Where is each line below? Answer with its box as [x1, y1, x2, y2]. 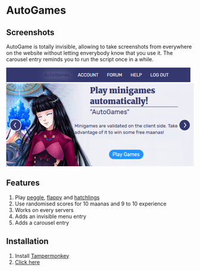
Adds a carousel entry [14, 219, 70, 226]
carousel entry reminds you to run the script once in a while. [6, 56, 154, 63]
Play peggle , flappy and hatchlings [14, 194, 100, 201]
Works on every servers [14, 206, 74, 213]
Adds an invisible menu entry [14, 213, 86, 220]
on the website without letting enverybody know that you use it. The [6, 49, 173, 57]
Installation [6, 236, 49, 247]
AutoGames [6, 4, 67, 17]
